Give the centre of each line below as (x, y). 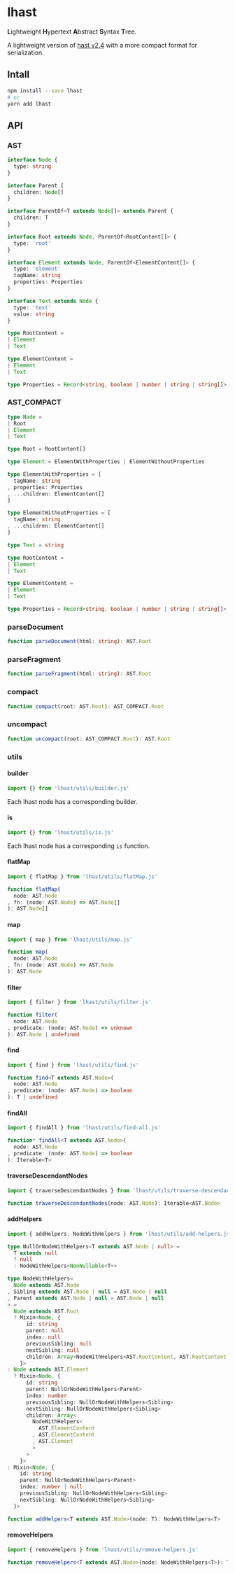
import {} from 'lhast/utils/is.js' (60, 832)
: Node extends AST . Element (48, 1370)
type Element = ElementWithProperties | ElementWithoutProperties (106, 462)
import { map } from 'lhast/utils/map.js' (70, 939)
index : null (43, 1337)
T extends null (36, 1253)
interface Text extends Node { (53, 301)
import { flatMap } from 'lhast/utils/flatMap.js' (83, 876)
